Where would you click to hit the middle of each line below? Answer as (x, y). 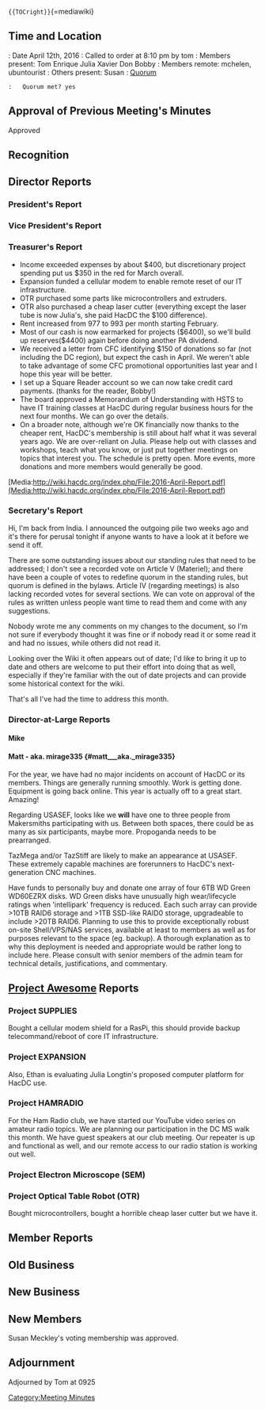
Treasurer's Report (45, 247)
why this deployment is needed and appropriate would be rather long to (125, 946)
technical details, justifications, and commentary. (88, 963)
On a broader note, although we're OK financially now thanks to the (129, 424)
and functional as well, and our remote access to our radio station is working (133, 1145)
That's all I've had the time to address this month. (89, 699)
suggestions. (29, 610)
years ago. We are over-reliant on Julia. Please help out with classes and (138, 441)
